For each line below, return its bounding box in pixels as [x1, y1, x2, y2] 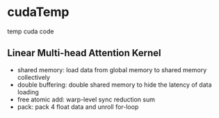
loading [17, 87, 40, 96]
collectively [17, 73, 51, 81]
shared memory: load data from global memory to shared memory [17, 65, 207, 74]
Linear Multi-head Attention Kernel [7, 47, 161, 59]
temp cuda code [7, 27, 54, 35]
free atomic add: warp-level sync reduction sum [17, 95, 155, 103]
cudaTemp [7, 4, 70, 20]
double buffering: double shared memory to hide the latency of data [17, 81, 212, 89]
